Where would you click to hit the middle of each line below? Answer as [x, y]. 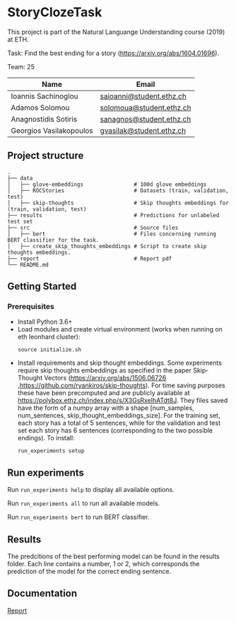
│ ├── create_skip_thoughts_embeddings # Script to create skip [107, 246]
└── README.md [28, 265]
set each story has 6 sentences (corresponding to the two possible [115, 430]
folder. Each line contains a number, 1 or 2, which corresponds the [104, 564]
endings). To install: [46, 438]
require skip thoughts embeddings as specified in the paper [105, 370]
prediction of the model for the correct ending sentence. [89, 571]
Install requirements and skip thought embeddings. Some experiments [120, 363]
